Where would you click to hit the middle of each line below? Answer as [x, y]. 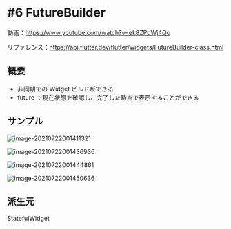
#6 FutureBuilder [56, 13]
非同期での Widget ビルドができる [65, 89]
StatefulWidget [29, 219]
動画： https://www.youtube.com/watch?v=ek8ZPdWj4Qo [89, 32]
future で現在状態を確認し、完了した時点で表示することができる [108, 97]
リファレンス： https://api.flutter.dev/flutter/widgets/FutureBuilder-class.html [115, 47]
